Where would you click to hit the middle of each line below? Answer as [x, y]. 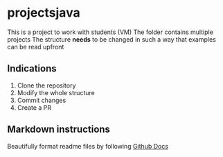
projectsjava [44, 13]
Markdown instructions [59, 130]
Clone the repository [46, 85]
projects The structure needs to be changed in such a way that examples [111, 39]
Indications [32, 68]
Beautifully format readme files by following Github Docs [88, 146]
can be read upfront [36, 47]
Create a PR [34, 107]
